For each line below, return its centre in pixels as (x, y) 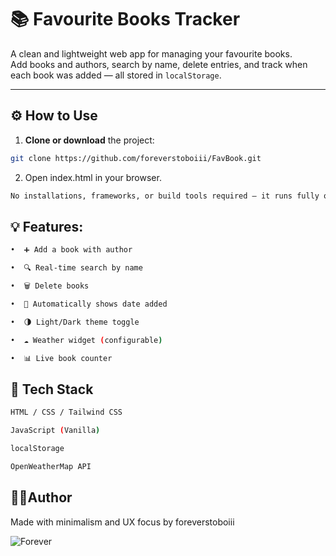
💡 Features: (47, 226)
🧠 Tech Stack (52, 389)
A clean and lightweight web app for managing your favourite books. (151, 53)
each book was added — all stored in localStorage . (116, 75)
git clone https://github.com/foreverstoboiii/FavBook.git (136, 158)
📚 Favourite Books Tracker (125, 19)
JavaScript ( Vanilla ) (55, 431)
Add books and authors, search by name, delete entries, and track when (159, 64)
